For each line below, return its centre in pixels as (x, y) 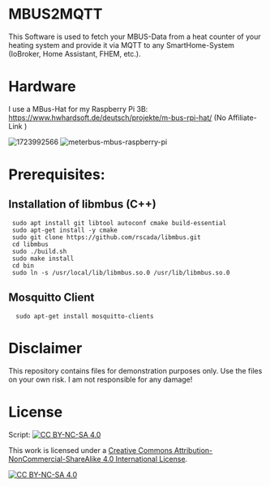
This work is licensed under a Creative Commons (90, 450)
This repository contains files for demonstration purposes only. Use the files (135, 370)
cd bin (23, 265)
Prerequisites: (57, 175)
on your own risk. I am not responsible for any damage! (101, 379)
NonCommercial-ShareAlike (55, 459)
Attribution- (193, 450)
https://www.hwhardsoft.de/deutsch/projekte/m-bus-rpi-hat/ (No (118, 117)
